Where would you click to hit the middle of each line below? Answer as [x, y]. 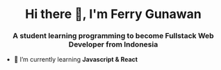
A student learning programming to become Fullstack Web [113, 36]
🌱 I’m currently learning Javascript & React [75, 60]
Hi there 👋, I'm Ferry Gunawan [113, 14]
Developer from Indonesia [113, 44]
